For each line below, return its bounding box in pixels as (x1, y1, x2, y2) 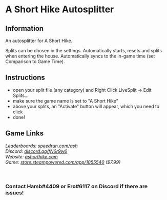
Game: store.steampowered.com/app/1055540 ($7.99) (5, 159, 121, 165)
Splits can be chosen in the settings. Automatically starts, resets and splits (5, 48, 162, 53)
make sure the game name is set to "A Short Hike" (12, 97, 119, 104)
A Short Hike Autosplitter (5, 4, 114, 15)
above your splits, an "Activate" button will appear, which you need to (12, 103, 160, 109)
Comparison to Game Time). (5, 58, 65, 65)
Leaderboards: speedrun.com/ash (5, 143, 78, 149)
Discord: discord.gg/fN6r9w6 (5, 148, 68, 154)
